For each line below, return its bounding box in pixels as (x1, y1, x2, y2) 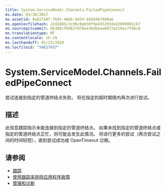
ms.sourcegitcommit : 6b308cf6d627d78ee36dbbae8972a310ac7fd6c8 (5, 26, 141, 31)
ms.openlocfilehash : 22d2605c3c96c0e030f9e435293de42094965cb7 (5, 21, 141, 27)
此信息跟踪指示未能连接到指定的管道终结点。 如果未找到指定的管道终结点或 (5, 125, 161, 131)
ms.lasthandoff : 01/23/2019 (5, 40, 64, 45)
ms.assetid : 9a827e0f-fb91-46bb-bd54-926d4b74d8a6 (5, 17, 114, 22)
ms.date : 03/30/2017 (5, 12, 49, 17)
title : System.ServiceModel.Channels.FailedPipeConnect (5, 7, 125, 13)
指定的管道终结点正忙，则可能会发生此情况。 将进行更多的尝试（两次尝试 (5, 131, 156, 137)
